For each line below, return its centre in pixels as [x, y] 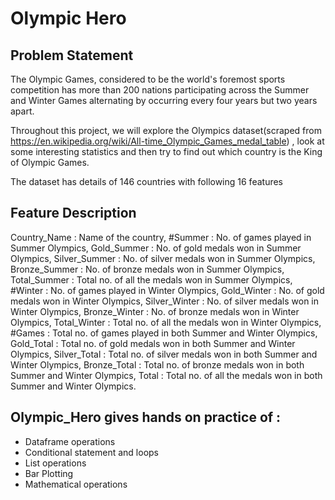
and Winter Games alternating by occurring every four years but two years [164, 100]
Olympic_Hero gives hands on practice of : [146, 417]
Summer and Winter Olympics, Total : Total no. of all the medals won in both [166, 375]
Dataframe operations [70, 441]
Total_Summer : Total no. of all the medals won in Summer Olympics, [151, 279]
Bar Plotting [49, 473]
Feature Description [73, 213]
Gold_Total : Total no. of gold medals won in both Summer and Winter [153, 343]
